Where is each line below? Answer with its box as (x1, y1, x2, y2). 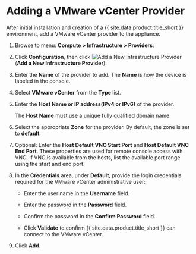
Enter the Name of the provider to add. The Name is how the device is (14, 71, 187, 78)
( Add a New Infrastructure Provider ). (14, 59, 107, 67)
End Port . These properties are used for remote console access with (14, 148, 183, 155)
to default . (14, 130, 42, 137)
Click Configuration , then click (14, 53, 91, 60)
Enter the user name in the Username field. (23, 189, 130, 197)
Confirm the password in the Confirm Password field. (23, 212, 156, 219)
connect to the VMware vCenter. (23, 230, 104, 237)
